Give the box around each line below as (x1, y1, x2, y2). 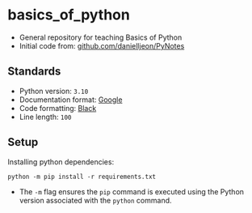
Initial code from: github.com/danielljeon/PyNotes (19, 40, 185, 50)
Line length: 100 (19, 112, 72, 121)
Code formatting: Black (19, 103, 97, 113)
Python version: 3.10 (19, 86, 89, 96)
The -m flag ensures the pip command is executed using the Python (19, 186, 244, 196)
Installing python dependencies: (7, 156, 115, 167)
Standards (7, 65, 61, 79)
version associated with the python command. (19, 195, 172, 205)
